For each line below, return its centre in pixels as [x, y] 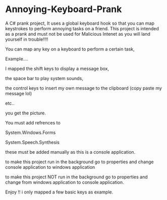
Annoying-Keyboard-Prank [64, 9]
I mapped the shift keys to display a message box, [57, 69]
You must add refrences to [33, 122]
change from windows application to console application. [65, 182]
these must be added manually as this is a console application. [70, 152]
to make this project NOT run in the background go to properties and [76, 177]
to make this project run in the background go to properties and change [79, 162]
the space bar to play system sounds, [44, 78]
